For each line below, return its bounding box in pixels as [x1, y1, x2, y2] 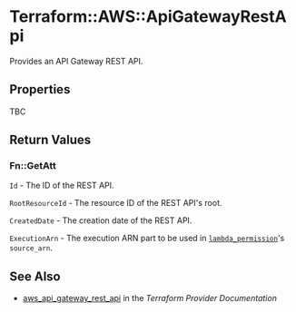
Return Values [9, 132, 92, 148]
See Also [9, 268, 61, 284]
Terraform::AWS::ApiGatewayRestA [9, 6, 288, 27]
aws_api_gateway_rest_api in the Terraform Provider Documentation [22, 293, 277, 304]
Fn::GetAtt [9, 160, 56, 172]
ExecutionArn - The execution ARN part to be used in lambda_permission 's [9, 233, 285, 244]
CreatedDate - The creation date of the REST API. [9, 215, 192, 226]
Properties [9, 82, 71, 97]
